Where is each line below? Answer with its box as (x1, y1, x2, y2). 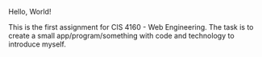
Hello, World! (8, 7, 52, 16)
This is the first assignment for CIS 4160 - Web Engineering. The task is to (8, 22, 254, 31)
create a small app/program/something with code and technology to (8, 31, 235, 40)
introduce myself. (8, 39, 66, 49)
